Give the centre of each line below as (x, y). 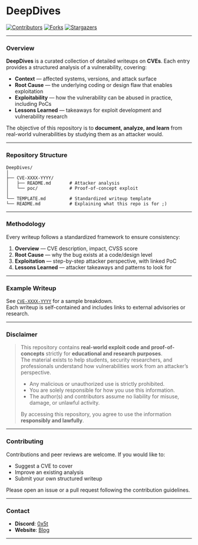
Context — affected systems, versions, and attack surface (86, 79)
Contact (18, 511)
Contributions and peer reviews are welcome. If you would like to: (86, 454)
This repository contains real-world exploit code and (85, 347)
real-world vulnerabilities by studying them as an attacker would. (85, 134)
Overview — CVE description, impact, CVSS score (76, 248)
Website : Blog (32, 530)
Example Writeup (31, 288)
